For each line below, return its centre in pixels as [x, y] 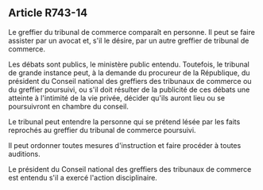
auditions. [25, 154]
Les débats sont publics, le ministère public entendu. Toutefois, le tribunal [129, 64]
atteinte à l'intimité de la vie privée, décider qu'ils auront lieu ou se [116, 97]
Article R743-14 [48, 13]
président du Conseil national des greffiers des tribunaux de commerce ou [130, 81]
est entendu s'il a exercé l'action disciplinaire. [83, 177]
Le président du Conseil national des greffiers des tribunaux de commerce [130, 169]
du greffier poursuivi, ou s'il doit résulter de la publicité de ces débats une [129, 89]
